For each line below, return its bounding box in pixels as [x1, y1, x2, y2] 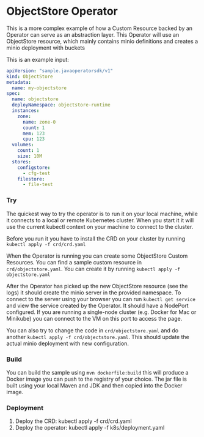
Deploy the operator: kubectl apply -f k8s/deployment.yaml [15, 424, 165, 431]
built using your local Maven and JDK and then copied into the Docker [6, 381, 183, 389]
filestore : [17, 176, 45, 182]
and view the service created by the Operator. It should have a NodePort [6, 302, 189, 309]
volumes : [12, 142, 34, 148]
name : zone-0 [22, 119, 56, 125]
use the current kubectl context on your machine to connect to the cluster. [6, 223, 194, 230]
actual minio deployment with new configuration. [6, 340, 129, 347]
